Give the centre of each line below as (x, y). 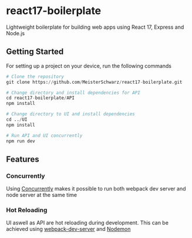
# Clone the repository (35, 76)
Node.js (16, 33)
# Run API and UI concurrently (44, 135)
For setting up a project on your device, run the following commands (89, 66)
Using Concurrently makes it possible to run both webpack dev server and (96, 189)
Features (23, 159)
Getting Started (35, 52)
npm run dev (21, 141)
